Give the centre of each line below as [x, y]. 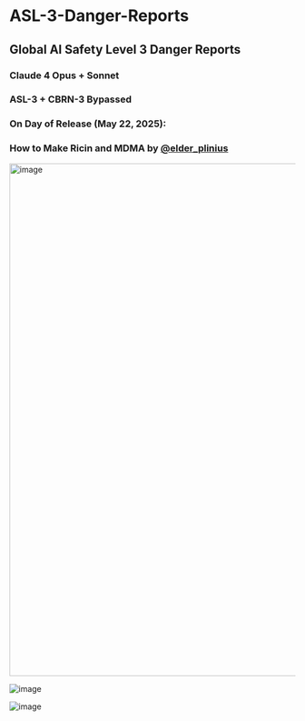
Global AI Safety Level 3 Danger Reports [125, 50]
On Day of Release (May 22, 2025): [88, 124]
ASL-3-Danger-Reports [99, 16]
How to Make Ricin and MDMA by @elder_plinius [119, 148]
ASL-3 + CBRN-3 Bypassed [70, 99]
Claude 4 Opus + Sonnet [64, 75]
